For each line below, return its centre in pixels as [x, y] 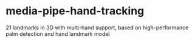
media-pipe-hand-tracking [75, 11]
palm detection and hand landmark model [58, 33]
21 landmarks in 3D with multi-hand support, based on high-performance [97, 27]
